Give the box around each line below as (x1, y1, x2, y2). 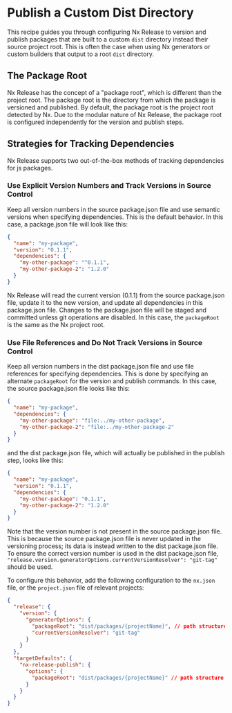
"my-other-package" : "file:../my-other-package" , (19, 417, 166, 424)
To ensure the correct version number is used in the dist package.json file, (7, 549, 219, 558)
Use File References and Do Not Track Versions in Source (7, 337, 203, 347)
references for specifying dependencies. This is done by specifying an (7, 369, 209, 378)
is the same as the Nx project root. (7, 320, 106, 328)
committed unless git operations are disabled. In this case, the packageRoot (7, 313, 220, 322)
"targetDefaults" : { (13, 655, 72, 662)
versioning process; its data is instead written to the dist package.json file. (7, 542, 219, 550)
